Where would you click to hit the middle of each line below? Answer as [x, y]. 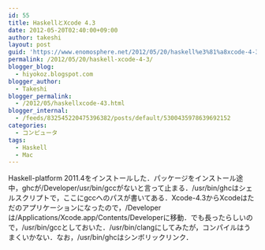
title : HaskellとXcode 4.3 [52, 23]
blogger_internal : [38, 111]
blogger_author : [35, 81]
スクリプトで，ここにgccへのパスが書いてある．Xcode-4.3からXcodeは [131, 198]
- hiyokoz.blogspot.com [54, 74]
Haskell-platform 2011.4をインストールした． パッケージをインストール [122, 178]
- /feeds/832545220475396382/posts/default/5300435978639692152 [123, 118]
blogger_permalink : [40, 96]
